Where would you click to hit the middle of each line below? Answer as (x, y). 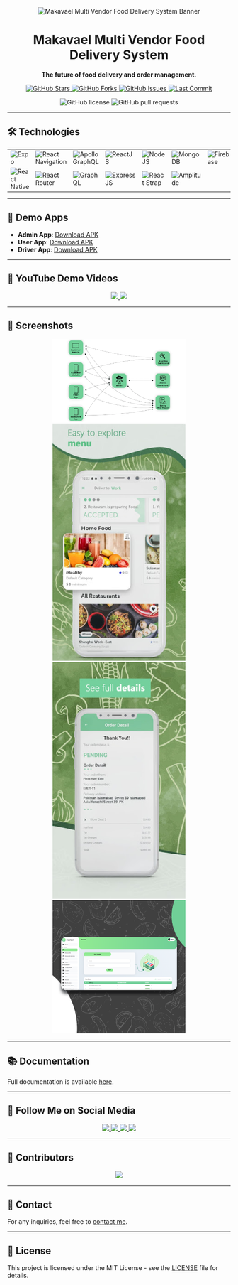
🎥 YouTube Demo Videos (63, 279)
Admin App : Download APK (58, 235)
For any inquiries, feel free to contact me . (68, 1222)
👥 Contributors (41, 1158)
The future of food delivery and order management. (119, 75)
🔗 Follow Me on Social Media (72, 1111)
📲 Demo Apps (38, 217)
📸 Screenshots (40, 326)
